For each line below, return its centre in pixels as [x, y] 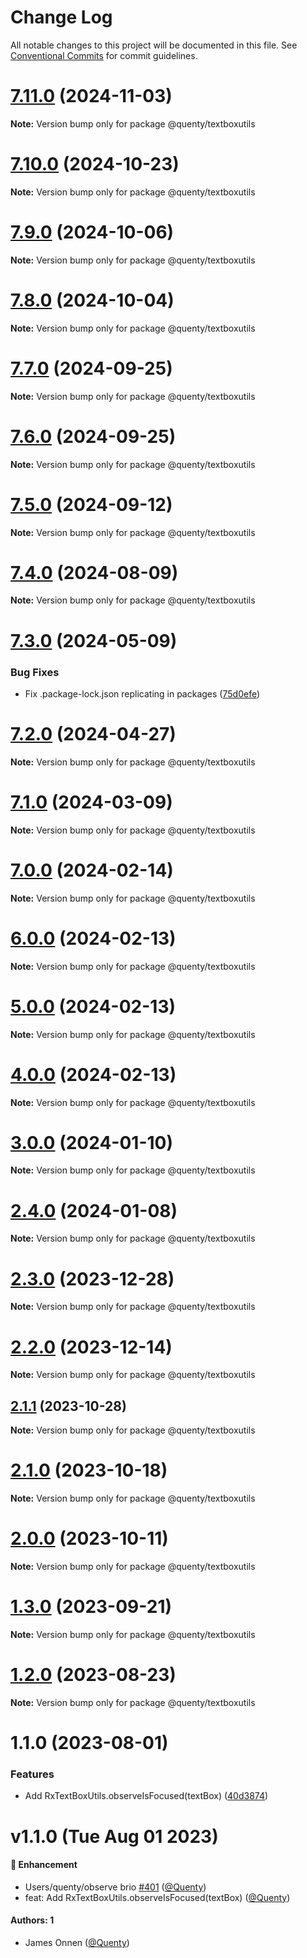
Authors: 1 [32, 1920]
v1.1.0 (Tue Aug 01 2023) [114, 1836]
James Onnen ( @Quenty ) [77, 1942]
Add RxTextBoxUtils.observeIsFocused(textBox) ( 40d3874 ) [146, 1796]
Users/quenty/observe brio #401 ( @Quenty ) [115, 1887]
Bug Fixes [35, 672]
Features [32, 1774]
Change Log [61, 17]
